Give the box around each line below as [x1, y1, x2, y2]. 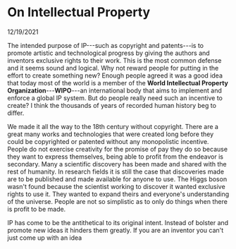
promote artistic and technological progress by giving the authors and [7, 49, 210, 57]
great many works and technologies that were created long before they [7, 130, 214, 138]
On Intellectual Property [7, 4, 151, 20]
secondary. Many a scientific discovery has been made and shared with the [7, 159, 227, 168]
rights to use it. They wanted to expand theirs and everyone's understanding [7, 190, 230, 198]
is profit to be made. [7, 205, 66, 213]
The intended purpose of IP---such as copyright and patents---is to [7, 41, 204, 49]
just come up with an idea [7, 233, 82, 242]
